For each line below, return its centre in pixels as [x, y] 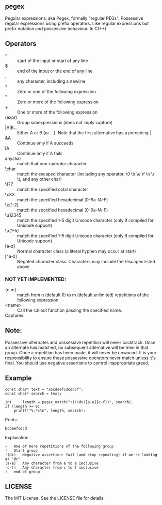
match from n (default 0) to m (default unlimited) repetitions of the [83, 295]
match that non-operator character [52, 163]
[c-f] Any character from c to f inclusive [52, 467]
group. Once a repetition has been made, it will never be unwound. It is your [81, 352]
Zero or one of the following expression [57, 91]
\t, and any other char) [40, 179]
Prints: [11, 419]
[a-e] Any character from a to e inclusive [52, 463]
